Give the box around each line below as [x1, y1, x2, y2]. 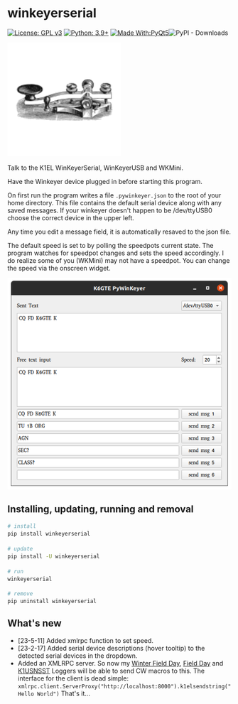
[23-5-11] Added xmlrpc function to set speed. [17, 636, 154, 644]
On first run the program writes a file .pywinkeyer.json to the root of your [7, 190, 222, 200]
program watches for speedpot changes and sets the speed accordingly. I [7, 249, 224, 257]
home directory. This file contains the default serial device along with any [7, 198, 222, 207]
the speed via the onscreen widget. [7, 264, 112, 272]
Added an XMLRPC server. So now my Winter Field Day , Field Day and [17, 659, 224, 667]
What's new [7, 617, 62, 629]
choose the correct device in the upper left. [7, 213, 135, 222]
